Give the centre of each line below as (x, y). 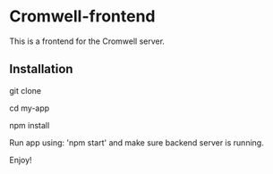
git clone (26, 90)
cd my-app (30, 108)
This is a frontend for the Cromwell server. (87, 41)
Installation (41, 69)
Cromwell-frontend (82, 17)
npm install (30, 125)
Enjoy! (21, 160)
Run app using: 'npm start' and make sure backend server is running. (136, 142)
